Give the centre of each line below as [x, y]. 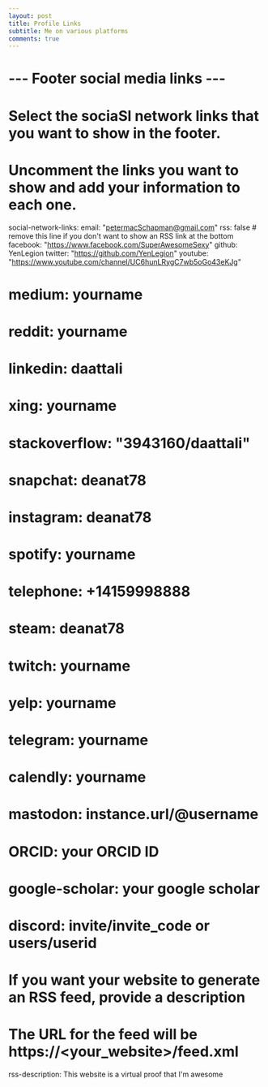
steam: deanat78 [67, 629]
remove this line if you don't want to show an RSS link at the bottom [121, 235]
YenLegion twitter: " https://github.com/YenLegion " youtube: [108, 253]
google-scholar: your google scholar [134, 889]
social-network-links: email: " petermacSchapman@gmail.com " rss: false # [133, 227]
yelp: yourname [62, 703]
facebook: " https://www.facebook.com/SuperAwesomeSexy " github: [123, 244]
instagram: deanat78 [80, 517]
